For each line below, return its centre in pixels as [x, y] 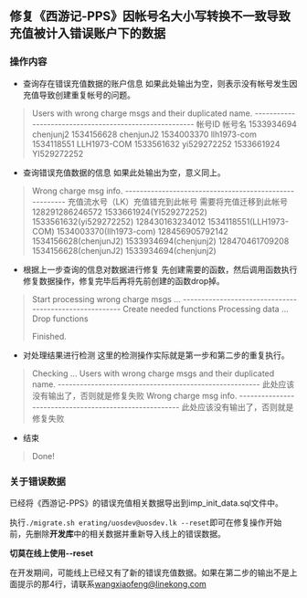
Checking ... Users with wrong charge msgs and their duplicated [153, 373]
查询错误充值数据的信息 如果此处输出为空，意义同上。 [124, 173]
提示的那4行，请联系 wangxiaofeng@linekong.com [112, 583]
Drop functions [60, 319]
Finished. [49, 336]
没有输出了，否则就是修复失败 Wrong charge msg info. [134, 395]
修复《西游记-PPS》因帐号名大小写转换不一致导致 [150, 16]
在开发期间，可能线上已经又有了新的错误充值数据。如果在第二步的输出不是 [149, 572]
